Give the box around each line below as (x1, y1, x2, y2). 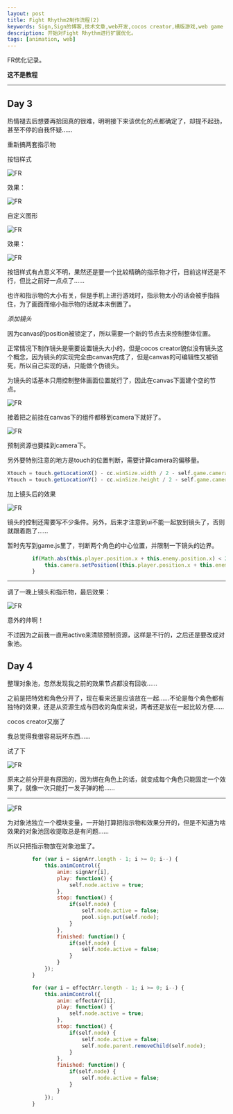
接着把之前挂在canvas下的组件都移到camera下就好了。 (7, 413, 165, 421)
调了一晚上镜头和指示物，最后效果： (7, 588, 111, 597)
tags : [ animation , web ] (7, 36, 76, 43)
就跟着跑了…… (7, 526, 49, 535)
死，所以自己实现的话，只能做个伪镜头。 (7, 361, 123, 370)
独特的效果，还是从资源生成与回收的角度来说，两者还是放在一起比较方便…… (7, 703, 225, 711)
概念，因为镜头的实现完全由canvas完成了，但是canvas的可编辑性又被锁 (12, 352, 218, 361)
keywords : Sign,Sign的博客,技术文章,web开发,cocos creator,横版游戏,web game (7, 23, 224, 30)
